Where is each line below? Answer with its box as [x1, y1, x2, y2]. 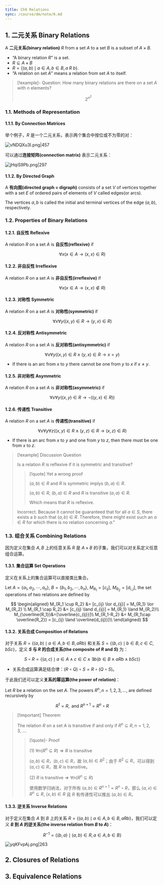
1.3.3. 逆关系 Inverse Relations [5, 804, 68, 809]
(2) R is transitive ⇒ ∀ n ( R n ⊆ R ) [29, 774, 94, 781]
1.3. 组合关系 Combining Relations [5, 532, 87, 539]
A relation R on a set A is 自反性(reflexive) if [5, 241, 94, 247]
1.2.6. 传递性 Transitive [5, 406, 52, 412]
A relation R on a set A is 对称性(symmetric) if [5, 308, 98, 314]
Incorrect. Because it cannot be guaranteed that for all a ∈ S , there [17, 509, 153, 515]
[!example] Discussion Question [17, 452, 82, 458]
